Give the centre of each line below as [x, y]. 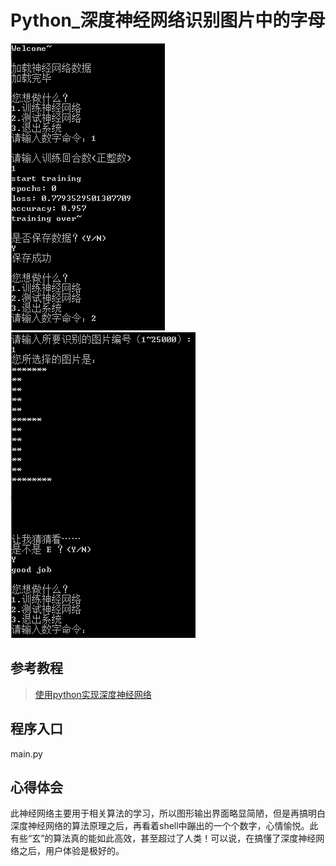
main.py [26, 753]
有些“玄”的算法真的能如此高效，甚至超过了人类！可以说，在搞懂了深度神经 [163, 838]
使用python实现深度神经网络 [93, 694]
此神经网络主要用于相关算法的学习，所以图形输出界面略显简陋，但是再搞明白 [168, 813]
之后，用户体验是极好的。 [71, 851]
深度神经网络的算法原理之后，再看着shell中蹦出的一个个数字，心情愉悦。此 [164, 826]
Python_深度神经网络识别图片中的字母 [168, 20]
